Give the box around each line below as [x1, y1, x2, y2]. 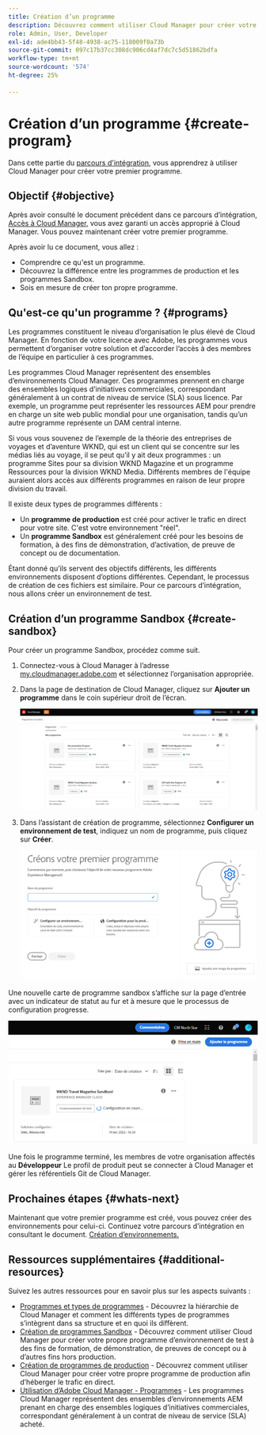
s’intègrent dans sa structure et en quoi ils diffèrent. [19, 1319, 188, 1328]
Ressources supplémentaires [8, 1253, 156, 1266]
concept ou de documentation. [19, 548, 121, 558]
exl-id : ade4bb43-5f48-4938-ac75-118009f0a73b [8, 38, 165, 46]
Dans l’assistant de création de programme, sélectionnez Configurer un [19, 817, 255, 827]
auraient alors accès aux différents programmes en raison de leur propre [8, 475, 245, 485]
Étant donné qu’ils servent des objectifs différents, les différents [8, 563, 217, 574]
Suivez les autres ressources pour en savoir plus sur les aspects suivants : [8, 1286, 251, 1296]
